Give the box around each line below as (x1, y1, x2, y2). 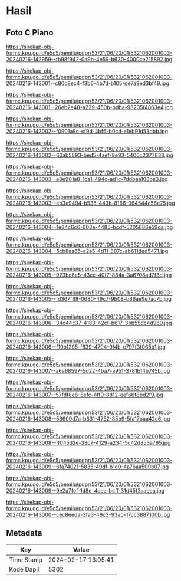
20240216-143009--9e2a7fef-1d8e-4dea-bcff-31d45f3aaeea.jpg (6, 487, 165, 494)
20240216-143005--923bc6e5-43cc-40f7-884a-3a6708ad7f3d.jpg (6, 271, 172, 278)
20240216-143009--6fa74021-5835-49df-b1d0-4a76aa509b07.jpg (6, 463, 169, 470)
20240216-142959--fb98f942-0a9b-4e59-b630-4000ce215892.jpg (6, 56, 173, 63)
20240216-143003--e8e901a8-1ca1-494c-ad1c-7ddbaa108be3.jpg (6, 176, 168, 182)
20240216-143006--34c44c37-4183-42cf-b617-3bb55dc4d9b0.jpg (6, 320, 172, 326)
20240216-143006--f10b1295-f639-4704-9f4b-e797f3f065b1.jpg (6, 343, 166, 350)
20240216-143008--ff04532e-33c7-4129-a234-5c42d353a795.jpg (6, 439, 171, 446)
